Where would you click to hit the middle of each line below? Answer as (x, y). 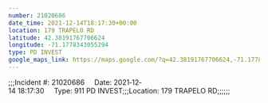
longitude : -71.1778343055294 (59, 45)
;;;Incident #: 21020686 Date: (60, 82)
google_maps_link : (39, 60)
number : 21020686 (37, 15)
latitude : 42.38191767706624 (57, 38)
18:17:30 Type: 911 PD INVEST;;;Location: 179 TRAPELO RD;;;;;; (124, 90)
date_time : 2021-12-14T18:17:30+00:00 (73, 23)
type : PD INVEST (35, 52)
